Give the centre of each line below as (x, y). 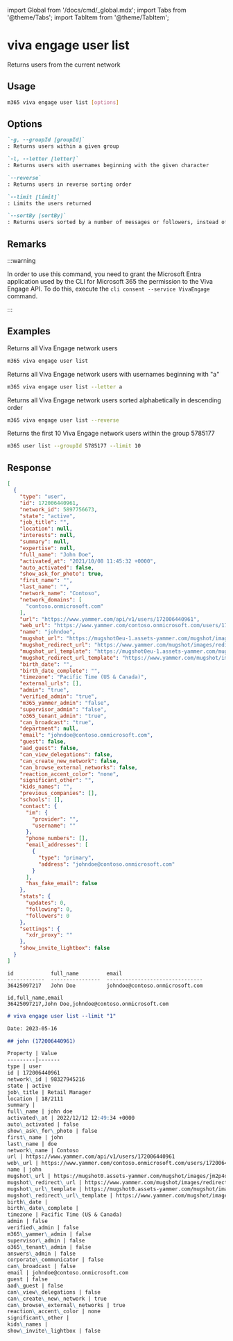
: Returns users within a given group (63, 146)
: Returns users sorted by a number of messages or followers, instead (113, 222)
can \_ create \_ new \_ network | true (57, 1299)
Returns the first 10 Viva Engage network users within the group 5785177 (111, 434)
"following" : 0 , (49, 909)
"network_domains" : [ (51, 599)
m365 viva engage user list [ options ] (63, 102)
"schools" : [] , (42, 800)
